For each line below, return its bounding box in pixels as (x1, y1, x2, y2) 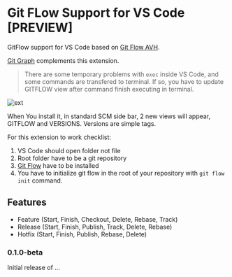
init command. (17, 176, 63, 185)
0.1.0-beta (7, 247, 43, 257)
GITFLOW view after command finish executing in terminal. (24, 85, 194, 93)
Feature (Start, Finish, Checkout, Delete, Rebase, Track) (17, 215, 178, 223)
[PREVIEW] (7, 20, 73, 36)
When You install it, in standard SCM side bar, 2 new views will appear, (7, 112, 211, 120)
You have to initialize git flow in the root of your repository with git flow (17, 169, 225, 177)
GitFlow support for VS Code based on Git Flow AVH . (7, 43, 160, 51)
